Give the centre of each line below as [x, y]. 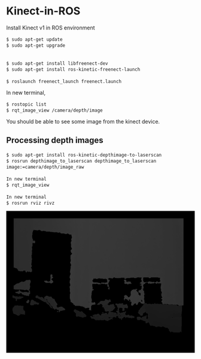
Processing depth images [55, 140]
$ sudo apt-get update [34, 39]
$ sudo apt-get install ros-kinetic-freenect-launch [73, 69]
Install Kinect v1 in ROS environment [51, 28]
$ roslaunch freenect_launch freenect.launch [64, 81]
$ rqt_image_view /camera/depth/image [54, 110]
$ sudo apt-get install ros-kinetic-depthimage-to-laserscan [84, 155]
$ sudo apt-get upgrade [36, 45]
